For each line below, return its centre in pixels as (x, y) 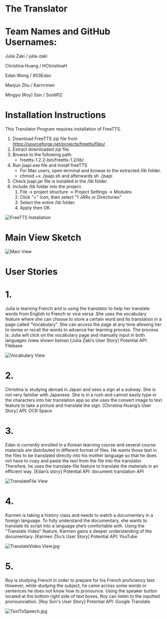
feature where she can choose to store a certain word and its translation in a (83, 319)
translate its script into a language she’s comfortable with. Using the (75, 525)
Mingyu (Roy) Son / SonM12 (34, 95)
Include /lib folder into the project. (47, 187)
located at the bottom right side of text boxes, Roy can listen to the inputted (83, 596)
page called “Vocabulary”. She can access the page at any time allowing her (83, 325)
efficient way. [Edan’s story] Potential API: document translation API (75, 471)
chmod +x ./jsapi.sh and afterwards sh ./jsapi (66, 176)
